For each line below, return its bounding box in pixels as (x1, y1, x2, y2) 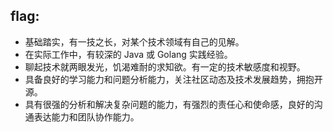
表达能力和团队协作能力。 (33, 110, 140, 123)
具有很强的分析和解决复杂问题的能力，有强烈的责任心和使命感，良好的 (24, 98, 315, 110)
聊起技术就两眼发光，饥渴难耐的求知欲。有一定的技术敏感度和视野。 (24, 60, 306, 73)
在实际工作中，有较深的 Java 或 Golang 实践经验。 (24, 48, 233, 60)
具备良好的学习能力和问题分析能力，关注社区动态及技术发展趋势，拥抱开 (24, 73, 323, 85)
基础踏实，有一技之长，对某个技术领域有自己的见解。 (24, 35, 245, 48)
